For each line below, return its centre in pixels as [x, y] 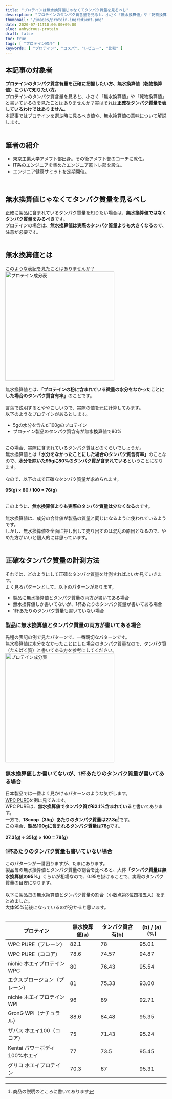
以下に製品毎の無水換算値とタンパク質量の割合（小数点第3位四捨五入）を [83, 895]
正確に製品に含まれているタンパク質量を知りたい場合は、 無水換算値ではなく [86, 213]
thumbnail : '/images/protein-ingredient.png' [55, 20]
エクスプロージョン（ [34, 980]
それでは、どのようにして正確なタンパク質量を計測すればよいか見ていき [81, 574]
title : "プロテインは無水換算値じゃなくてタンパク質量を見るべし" [67, 10]
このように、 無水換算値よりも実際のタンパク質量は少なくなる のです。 [79, 506]
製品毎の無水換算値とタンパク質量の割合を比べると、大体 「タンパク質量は [84, 870]
